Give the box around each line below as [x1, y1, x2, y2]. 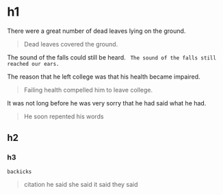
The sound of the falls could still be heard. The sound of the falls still [7, 53, 217, 62]
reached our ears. [7, 60, 60, 67]
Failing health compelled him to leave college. [23, 86, 153, 94]
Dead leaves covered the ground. [23, 40, 118, 48]
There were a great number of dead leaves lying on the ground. [7, 27, 186, 35]
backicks [7, 168, 32, 175]
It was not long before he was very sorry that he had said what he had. [7, 99, 207, 107]
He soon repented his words [23, 112, 104, 120]
